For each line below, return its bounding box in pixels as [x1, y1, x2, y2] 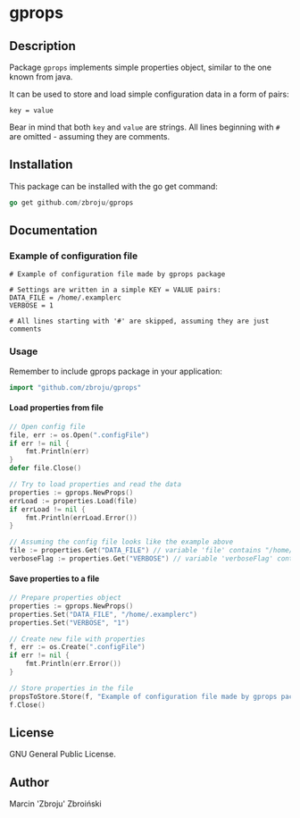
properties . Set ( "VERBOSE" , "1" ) [9, 618, 129, 628]
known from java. [9, 72, 73, 82]
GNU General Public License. [9, 749, 116, 760]
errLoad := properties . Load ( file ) [9, 496, 138, 505]
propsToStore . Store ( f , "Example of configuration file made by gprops [9, 692, 278, 701]
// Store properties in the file [9, 683, 134, 693]
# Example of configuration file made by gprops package [9, 270, 226, 279]
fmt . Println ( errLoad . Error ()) [25, 513, 138, 522]
